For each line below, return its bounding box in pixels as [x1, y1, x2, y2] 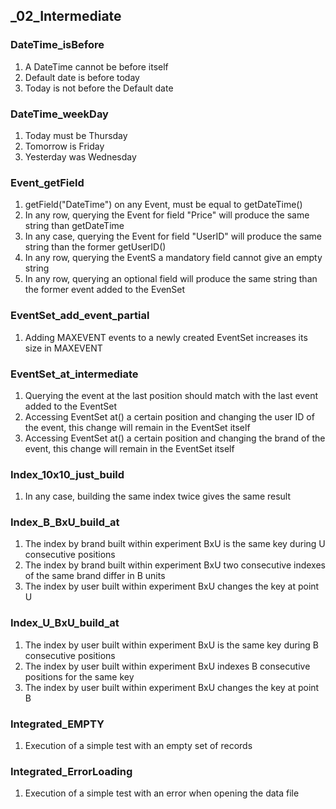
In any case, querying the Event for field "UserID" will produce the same [24, 230, 322, 243]
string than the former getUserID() [24, 241, 167, 253]
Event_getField [10, 175, 85, 189]
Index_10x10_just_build [10, 467, 125, 481]
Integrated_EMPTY [10, 717, 105, 731]
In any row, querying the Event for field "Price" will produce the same [24, 209, 310, 221]
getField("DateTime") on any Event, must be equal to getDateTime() [24, 199, 303, 211]
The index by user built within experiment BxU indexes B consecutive [24, 660, 311, 672]
